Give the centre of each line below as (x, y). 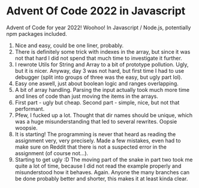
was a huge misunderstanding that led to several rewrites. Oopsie (96, 121)
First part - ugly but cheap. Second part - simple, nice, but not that (97, 102)
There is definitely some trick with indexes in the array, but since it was (102, 51)
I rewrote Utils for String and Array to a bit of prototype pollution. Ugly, (102, 64)
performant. (30, 109)
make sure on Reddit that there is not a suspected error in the (91, 147)
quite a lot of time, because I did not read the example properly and (98, 166)
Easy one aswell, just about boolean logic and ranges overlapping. (97, 83)
